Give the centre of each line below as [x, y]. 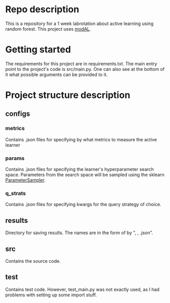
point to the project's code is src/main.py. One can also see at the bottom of [85, 69]
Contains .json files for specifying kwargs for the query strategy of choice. [83, 205]
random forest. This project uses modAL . [48, 29]
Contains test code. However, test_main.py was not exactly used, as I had [82, 289]
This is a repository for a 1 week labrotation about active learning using [79, 23]
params [15, 158]
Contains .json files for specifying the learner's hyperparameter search [80, 169]
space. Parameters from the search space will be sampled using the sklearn [85, 175]
